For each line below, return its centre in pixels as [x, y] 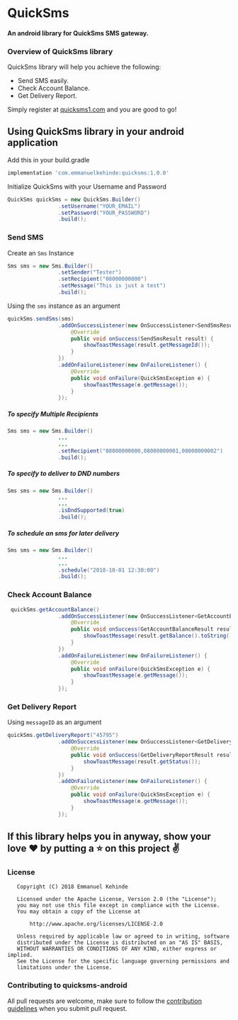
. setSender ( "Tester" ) [90, 272]
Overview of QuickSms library [60, 51]
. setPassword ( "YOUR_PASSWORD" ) [104, 213]
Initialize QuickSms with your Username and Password [87, 187]
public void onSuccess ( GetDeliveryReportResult [142, 755]
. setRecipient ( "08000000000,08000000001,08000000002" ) [140, 451]
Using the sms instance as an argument [64, 306]
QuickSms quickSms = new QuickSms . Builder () [74, 199]
